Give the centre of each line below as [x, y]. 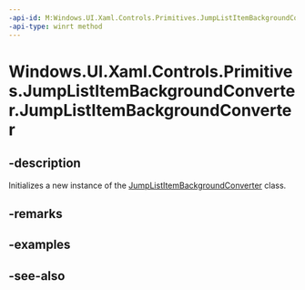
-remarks [36, 214]
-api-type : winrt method [56, 26]
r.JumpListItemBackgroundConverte [150, 110]
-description [45, 164]
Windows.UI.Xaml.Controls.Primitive [151, 72]
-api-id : [25, 18]
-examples [40, 245]
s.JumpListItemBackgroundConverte [152, 91]
